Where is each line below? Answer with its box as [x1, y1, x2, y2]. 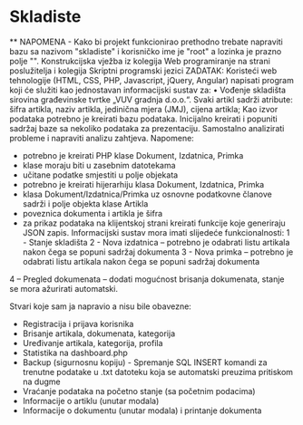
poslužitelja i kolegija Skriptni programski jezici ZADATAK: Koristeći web [9, 65, 278, 76]
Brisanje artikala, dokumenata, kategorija [22, 328, 176, 339]
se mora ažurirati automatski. [9, 283, 118, 294]
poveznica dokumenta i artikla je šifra [22, 208, 163, 218]
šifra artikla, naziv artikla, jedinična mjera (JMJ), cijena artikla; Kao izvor [9, 103, 279, 114]
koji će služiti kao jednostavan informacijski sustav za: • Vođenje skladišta [9, 84, 287, 95]
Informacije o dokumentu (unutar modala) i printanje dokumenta [22, 405, 262, 416]
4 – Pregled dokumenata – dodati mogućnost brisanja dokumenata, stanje [9, 274, 285, 285]
